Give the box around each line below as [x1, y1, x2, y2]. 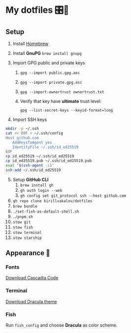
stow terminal [12, 230, 42, 235]
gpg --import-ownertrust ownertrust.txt [20, 90, 104, 95]
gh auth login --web [20, 188, 63, 193]
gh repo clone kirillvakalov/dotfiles [12, 198, 93, 204]
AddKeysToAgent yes [12, 140, 52, 145]
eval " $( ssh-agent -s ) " [5, 163, 55, 168]
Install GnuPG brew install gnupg [12, 51, 82, 56]
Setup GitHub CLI [12, 176, 49, 182]
